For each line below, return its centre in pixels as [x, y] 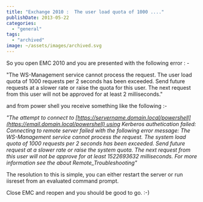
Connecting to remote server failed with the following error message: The [98, 130]
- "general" [27, 29]
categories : [21, 23]
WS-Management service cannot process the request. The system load [96, 136]
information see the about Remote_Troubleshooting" [72, 163]
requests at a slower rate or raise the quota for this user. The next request [99, 87]
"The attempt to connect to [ [42, 117]
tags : [13, 35]
